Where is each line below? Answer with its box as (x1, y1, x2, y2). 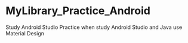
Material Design (5, 29, 45, 37)
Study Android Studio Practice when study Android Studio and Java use (5, 24, 183, 31)
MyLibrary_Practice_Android (5, 4, 150, 18)
